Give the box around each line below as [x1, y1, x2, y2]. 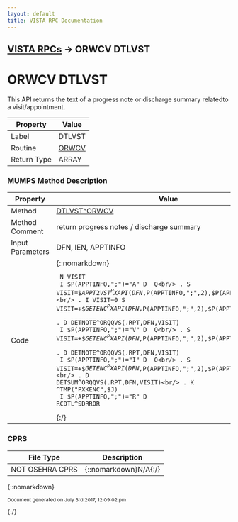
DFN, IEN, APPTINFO [56, 243, 126, 252]
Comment [11, 226, 44, 236]
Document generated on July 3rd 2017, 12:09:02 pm [7, 496, 126, 504]
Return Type [11, 154, 52, 164]
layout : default [7, 10, 55, 18]
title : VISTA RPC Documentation [7, 17, 103, 24]
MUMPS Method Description [7, 175, 108, 185]
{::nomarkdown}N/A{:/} [84, 464, 161, 474]
